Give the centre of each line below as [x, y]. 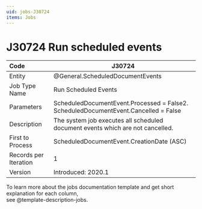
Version [20, 172]
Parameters [26, 107]
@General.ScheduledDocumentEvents [108, 76]
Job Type [23, 86]
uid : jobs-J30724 [28, 12]
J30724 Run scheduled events [84, 47]
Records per [26, 155]
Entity [17, 76]
